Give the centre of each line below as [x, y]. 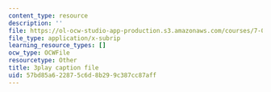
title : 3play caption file [54, 68]
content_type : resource [48, 16]
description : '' [35, 23]
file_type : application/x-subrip [65, 38]
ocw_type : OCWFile [39, 53]
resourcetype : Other [43, 61]
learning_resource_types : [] [57, 46]
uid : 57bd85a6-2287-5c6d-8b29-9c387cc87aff [83, 75]
